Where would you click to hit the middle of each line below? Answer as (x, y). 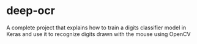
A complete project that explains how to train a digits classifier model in (96, 28)
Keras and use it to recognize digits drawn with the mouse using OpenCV (98, 34)
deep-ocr (31, 11)
